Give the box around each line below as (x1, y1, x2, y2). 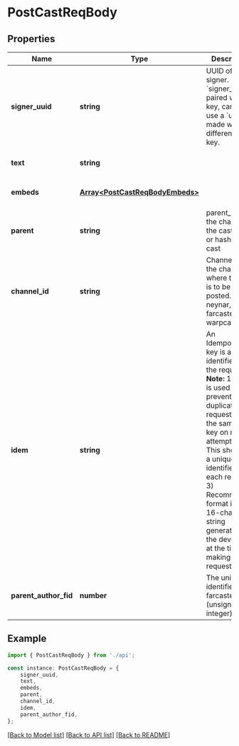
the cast (206, 226, 233, 236)
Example (7, 632, 47, 645)
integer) (206, 608, 233, 618)
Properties (7, 33, 55, 45)
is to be (206, 282, 231, 291)
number (79, 590, 107, 600)
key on (206, 428, 229, 437)
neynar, (206, 300, 232, 309)
